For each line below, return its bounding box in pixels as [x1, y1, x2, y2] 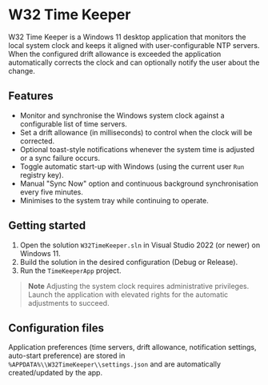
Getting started [8, 219, 86, 233]
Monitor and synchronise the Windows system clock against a [19, 110, 226, 120]
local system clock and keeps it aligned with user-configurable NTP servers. [8, 40, 260, 50]
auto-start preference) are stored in [8, 351, 126, 361]
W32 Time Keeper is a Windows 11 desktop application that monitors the [8, 32, 246, 42]
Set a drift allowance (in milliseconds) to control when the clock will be [19, 127, 253, 137]
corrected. [19, 136, 55, 146]
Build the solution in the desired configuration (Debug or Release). [19, 257, 238, 267]
